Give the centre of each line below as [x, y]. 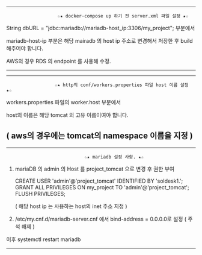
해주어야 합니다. [25, 48]
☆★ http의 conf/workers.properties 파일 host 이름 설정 [121, 85]
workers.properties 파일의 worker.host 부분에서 [64, 102]
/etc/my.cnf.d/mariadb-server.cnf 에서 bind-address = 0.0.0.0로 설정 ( [101, 219]
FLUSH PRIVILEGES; [40, 194]
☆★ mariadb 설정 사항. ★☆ [114, 157]
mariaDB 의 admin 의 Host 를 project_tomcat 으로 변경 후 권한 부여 [95, 169]
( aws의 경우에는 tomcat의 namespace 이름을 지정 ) [100, 136]
